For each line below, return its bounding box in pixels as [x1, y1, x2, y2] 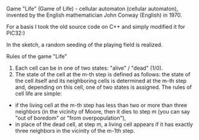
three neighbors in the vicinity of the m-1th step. [15, 127, 135, 134]
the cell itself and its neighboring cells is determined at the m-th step [15, 78, 187, 84]
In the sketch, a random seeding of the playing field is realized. [6, 41, 163, 48]
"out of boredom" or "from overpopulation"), [15, 114, 126, 121]
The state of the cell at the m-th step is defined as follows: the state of [15, 71, 191, 78]
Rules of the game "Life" [6, 53, 68, 59]
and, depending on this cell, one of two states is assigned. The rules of [15, 84, 192, 91]
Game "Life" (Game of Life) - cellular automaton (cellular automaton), [6, 5, 178, 12]
